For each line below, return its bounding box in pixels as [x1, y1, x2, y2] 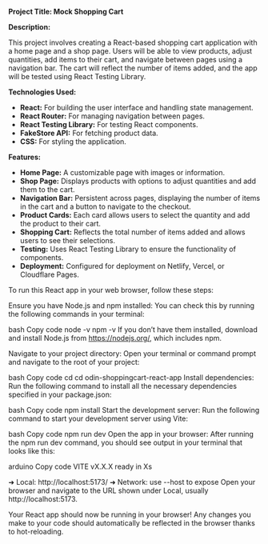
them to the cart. [19, 185, 75, 194]
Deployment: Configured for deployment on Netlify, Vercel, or [19, 262, 225, 270]
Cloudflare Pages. [19, 270, 80, 279]
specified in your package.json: [8, 390, 112, 399]
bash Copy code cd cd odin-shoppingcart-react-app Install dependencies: [8, 373, 254, 382]
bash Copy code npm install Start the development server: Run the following [8, 406, 260, 414]
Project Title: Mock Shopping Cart [8, 7, 124, 16]
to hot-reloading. [8, 527, 64, 536]
